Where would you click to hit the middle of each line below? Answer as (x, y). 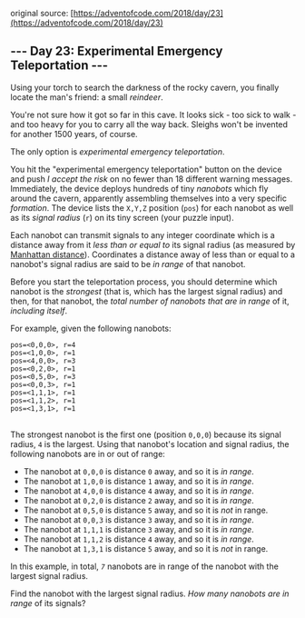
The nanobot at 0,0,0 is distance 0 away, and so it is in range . (139, 471)
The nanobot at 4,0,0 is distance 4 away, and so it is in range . (139, 491)
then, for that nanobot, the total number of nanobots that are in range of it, (150, 301)
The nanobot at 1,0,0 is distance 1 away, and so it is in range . (139, 481)
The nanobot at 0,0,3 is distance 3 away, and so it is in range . (139, 519)
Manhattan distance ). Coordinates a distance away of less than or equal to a (153, 254)
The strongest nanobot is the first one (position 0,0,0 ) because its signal (146, 434)
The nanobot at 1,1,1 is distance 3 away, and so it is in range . (139, 529)
